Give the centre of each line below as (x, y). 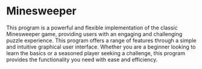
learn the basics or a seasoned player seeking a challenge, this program (96, 53)
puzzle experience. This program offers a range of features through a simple (101, 40)
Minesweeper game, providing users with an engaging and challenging (94, 34)
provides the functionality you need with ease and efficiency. (82, 59)
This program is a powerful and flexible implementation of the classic (92, 28)
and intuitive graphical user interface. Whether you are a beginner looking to (101, 47)
